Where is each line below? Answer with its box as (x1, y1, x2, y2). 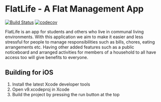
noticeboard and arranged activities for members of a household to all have (5, 49, 157, 55)
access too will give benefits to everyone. (5, 54, 89, 60)
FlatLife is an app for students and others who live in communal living (5, 29, 144, 34)
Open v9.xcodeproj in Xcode (12, 86, 70, 92)
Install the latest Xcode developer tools (12, 81, 90, 87)
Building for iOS (5, 69, 54, 77)
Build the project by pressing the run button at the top (12, 91, 120, 97)
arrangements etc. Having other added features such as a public (5, 44, 135, 50)
